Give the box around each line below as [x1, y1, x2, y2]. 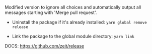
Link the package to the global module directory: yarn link [12, 33, 134, 39]
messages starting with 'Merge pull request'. [5, 9, 97, 15]
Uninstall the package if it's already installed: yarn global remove [12, 19, 147, 25]
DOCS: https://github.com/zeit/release [5, 43, 84, 49]
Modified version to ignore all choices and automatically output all [5, 4, 141, 10]
